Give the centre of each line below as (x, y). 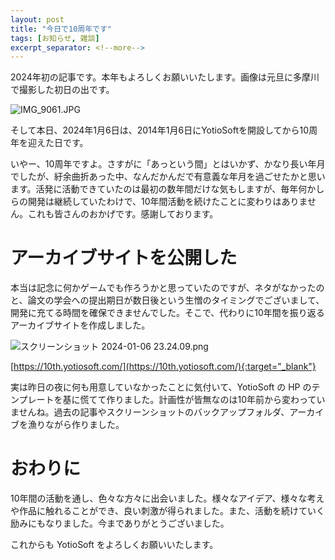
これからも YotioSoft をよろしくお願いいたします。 (114, 545)
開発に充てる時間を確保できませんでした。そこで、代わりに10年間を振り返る (167, 313)
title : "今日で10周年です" (61, 29)
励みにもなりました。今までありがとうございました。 (120, 523)
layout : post (37, 19)
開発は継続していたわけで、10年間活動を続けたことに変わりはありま (167, 202)
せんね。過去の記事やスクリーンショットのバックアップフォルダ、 (154, 412)
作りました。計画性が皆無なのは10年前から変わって (211, 400)
